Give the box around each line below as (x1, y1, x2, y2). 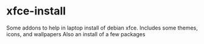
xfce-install (6, 4, 66, 18)
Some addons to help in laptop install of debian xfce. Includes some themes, (6, 24, 198, 31)
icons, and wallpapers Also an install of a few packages (6, 30, 146, 37)
